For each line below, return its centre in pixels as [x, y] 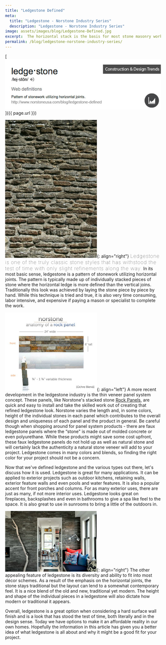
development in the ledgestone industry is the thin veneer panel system [78, 395]
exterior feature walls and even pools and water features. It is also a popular [83, 483]
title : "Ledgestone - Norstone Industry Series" [61, 21]
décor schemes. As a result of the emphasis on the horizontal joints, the [78, 581]
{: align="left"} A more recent [127, 390]
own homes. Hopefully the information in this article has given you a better [81, 627]
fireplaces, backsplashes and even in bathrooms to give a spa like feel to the [83, 499]
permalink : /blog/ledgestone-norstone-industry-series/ [64, 42]
